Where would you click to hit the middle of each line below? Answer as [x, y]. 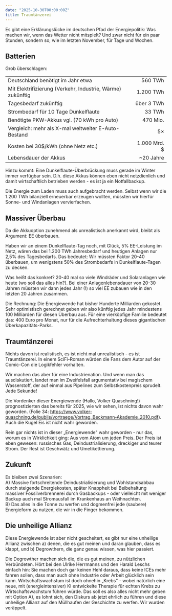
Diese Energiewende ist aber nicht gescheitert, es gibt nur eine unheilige [82, 538]
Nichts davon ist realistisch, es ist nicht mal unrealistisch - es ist [73, 354]
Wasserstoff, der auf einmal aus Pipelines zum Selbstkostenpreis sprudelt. [84, 385]
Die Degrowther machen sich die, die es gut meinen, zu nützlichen [75, 559]
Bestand [18, 135]
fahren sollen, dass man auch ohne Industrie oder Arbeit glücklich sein [80, 575]
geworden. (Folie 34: [27, 412]
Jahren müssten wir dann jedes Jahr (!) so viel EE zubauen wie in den [79, 288]
